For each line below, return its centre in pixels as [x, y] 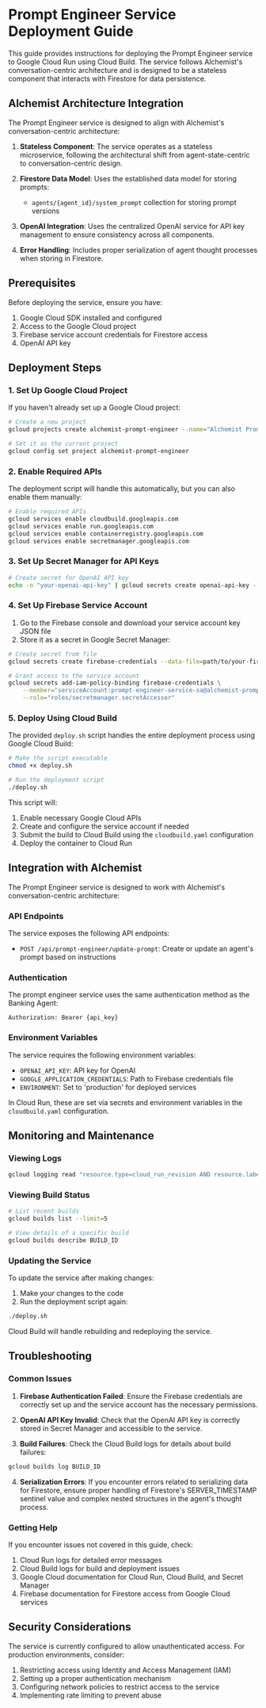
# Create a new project [47, 422]
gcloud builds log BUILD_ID [55, 1466]
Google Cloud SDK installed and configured [91, 318]
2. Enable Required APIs [55, 471]
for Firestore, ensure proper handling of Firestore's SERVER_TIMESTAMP [138, 1490]
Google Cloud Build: [41, 744]
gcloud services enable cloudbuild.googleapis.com [93, 519]
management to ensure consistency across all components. [117, 234]
